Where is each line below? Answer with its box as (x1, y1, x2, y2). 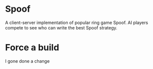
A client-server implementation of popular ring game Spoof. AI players (5, 20, 149, 25)
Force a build (5, 42, 59, 53)
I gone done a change (5, 58, 50, 64)
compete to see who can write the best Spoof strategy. (5, 24, 118, 30)
